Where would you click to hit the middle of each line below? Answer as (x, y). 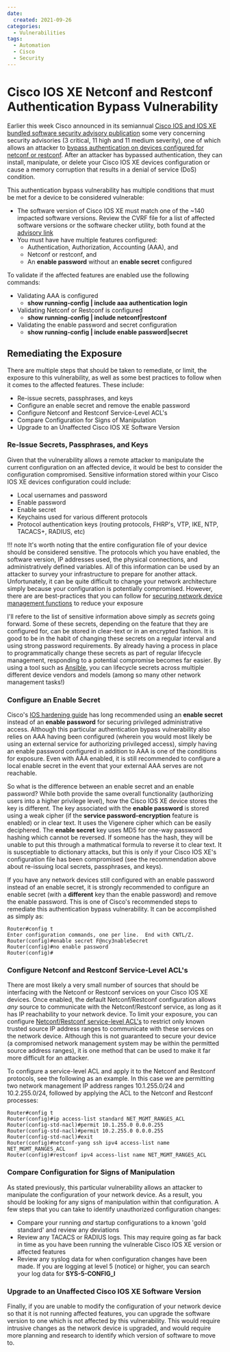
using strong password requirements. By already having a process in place (112, 645)
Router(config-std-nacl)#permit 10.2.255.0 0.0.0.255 (86, 1131)
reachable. (22, 773)
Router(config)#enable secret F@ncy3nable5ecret (78, 941)
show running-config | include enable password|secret (107, 332)
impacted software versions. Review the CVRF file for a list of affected (116, 218)
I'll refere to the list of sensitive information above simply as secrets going (111, 616)
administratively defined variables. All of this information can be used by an (113, 566)
